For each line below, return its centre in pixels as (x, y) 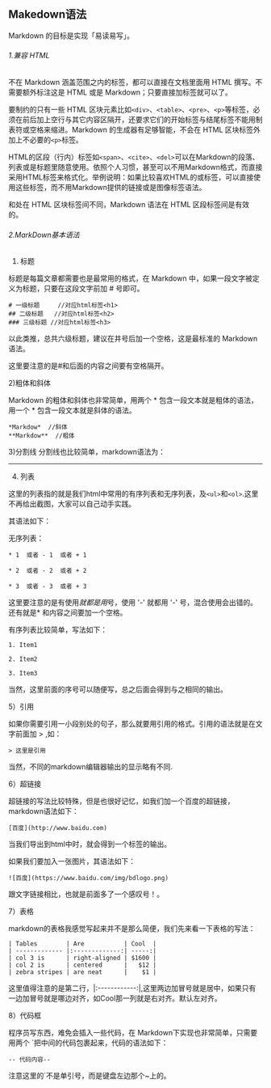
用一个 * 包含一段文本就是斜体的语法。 (72, 410)
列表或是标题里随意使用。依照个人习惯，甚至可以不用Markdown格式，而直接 (135, 167)
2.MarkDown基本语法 (44, 235)
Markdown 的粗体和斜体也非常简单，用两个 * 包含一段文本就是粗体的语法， (133, 400)
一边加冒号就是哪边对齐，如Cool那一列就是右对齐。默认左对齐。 (115, 998)
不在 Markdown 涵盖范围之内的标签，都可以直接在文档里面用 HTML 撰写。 (132, 83)
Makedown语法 (48, 15)
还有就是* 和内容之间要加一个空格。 (68, 612)
